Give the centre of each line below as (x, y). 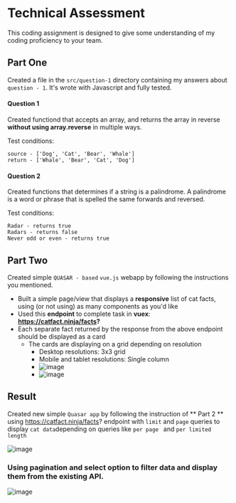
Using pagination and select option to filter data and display (113, 467)
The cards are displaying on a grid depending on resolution (115, 344)
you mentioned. (30, 285)
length (17, 435)
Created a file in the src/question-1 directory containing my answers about (117, 80)
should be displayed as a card (61, 337)
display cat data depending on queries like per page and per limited (109, 429)
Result (22, 397)
